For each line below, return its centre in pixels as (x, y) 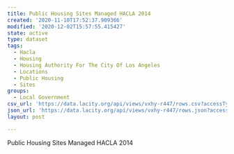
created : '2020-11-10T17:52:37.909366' (65, 20)
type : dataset (28, 40)
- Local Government (42, 98)
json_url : (22, 110)
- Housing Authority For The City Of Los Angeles (87, 65)
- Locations (31, 71)
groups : (18, 91)
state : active (28, 33)
